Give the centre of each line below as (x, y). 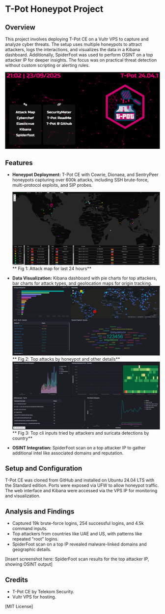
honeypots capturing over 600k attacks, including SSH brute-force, (80, 180)
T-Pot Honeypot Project (54, 9)
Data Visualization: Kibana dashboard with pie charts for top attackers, (84, 278)
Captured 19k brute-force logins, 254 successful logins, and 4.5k (78, 523)
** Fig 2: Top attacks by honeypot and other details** (66, 359)
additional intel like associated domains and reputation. (68, 453)
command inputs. (30, 529)
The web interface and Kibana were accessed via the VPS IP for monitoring (81, 491)
